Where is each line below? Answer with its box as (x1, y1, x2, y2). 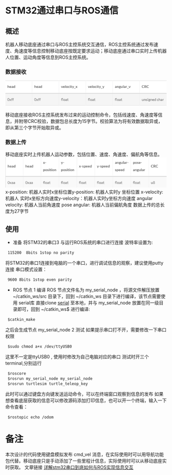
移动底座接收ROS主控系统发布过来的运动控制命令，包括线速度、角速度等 (5, 112, 158, 118)
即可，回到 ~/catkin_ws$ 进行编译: (17, 306, 91, 313)
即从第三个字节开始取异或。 (5, 124, 64, 131)
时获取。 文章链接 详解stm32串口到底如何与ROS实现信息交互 (5, 464, 134, 470)
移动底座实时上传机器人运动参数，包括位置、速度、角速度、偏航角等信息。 (5, 151, 162, 157)
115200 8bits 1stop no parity (7, 250, 74, 255)
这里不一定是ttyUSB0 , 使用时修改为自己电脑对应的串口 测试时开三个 (5, 354, 149, 360)
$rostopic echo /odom (7, 415, 54, 420)
